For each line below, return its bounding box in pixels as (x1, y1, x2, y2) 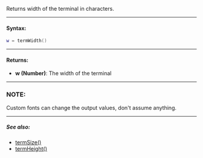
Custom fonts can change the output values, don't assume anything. (6, 104, 177, 111)
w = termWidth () (6, 38, 47, 44)
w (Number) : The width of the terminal (14, 70, 112, 77)
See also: (6, 123, 30, 131)
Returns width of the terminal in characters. (6, 5, 115, 12)
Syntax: (6, 24, 27, 32)
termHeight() (14, 145, 47, 152)
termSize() (14, 138, 42, 146)
